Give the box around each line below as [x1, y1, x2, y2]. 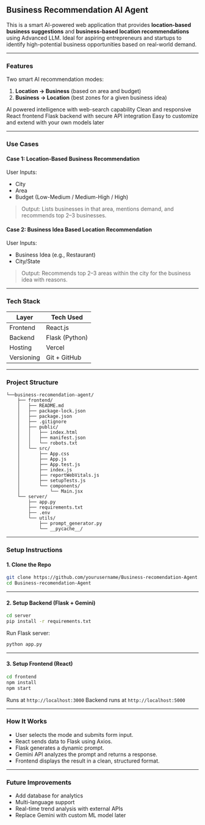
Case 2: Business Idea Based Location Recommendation [6, 226, 153, 233]
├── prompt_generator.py [38, 520, 103, 527]
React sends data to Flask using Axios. [15, 737, 113, 745]
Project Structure [6, 378, 59, 386]
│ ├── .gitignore [17, 419, 67, 425]
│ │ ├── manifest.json [17, 435, 86, 441]
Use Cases [6, 140, 39, 149]
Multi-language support [15, 799, 75, 806]
